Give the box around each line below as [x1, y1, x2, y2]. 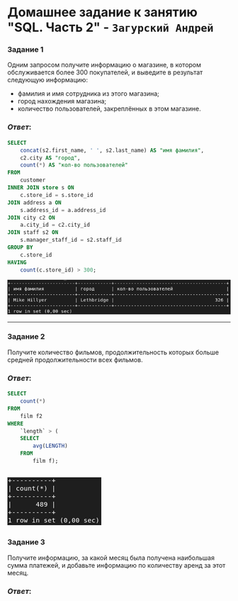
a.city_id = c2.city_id [20, 221, 91, 229]
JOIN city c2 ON [7, 214, 55, 221]
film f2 [20, 412, 42, 420]
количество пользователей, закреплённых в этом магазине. [17, 104, 201, 113]
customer [20, 176, 46, 184]
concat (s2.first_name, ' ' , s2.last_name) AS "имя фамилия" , [20, 147, 204, 154]
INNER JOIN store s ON [7, 184, 74, 191]
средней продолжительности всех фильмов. [7, 355, 143, 364]
